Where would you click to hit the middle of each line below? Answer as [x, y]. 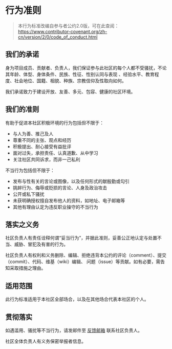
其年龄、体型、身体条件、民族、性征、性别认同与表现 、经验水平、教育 [80, 74]
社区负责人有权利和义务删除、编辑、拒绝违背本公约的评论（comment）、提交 [86, 255]
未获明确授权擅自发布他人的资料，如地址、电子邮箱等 [69, 200]
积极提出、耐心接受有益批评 [42, 146]
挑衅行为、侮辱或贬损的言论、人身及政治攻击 [60, 188]
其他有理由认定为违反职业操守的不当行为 [55, 207]
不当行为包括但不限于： [30, 170]
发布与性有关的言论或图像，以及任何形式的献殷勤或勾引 [71, 181]
